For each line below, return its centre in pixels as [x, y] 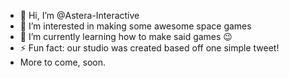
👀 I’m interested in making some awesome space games [135, 26]
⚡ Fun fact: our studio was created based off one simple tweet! [149, 48]
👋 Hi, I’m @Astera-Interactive [79, 15]
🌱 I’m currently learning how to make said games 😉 [126, 36]
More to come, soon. [63, 62]
